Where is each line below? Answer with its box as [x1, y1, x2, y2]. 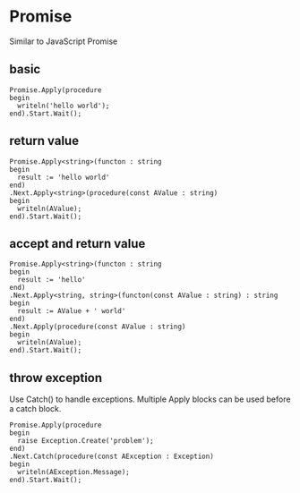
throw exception [9, 370, 103, 386]
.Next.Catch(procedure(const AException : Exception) [9, 452, 215, 462]
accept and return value [9, 235, 146, 251]
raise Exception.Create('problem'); [17, 437, 154, 446]
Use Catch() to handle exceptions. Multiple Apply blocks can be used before [9, 394, 291, 404]
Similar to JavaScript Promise [9, 36, 118, 47]
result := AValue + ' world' [17, 307, 126, 316]
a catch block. [9, 404, 62, 414]
